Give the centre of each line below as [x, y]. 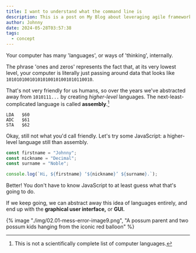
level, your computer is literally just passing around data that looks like [90, 73]
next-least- [171, 97]
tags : [13, 33]
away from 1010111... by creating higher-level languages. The [81, 97]
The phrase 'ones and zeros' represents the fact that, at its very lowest [91, 67]
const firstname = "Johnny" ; [41, 153]
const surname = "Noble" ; [37, 164]
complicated [21, 104]
